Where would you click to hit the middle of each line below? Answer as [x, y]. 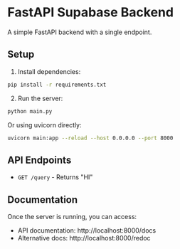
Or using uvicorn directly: [44, 124]
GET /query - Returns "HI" [55, 177]
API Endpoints [39, 160]
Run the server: [40, 98]
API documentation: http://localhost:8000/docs [87, 231]
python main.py [30, 111]
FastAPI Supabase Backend [91, 12]
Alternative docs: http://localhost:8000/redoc [84, 238]
